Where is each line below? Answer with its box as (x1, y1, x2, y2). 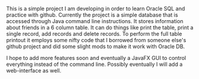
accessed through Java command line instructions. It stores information (6, 18, 184, 24)
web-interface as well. (6, 67, 62, 74)
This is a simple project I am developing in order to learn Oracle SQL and (6, 5, 185, 12)
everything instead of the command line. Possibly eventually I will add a (6, 61, 183, 68)
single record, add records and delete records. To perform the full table (6, 30, 182, 37)
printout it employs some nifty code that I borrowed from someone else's (6, 37, 186, 43)
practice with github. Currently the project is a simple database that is (6, 11, 179, 18)
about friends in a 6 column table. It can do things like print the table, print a (6, 24, 194, 31)
